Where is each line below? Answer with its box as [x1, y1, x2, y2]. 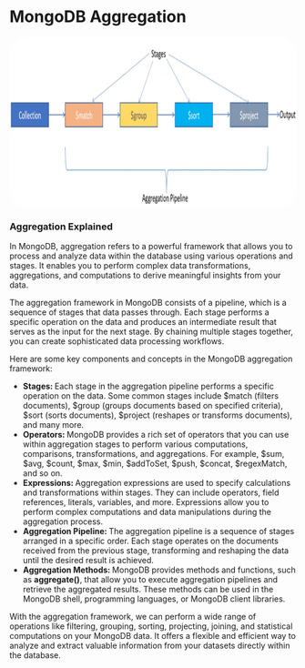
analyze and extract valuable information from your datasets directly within [9, 640, 290, 652]
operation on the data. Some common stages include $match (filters [22, 390, 280, 401]
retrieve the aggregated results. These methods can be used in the [22, 584, 274, 595]
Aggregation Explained [9, 220, 114, 233]
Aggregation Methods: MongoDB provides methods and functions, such [22, 564, 296, 575]
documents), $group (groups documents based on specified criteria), [22, 400, 284, 411]
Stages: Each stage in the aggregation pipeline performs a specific [22, 380, 275, 392]
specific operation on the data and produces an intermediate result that [9, 317, 278, 328]
